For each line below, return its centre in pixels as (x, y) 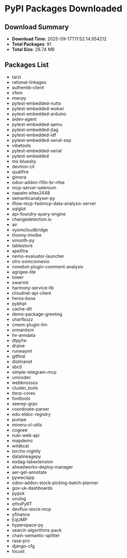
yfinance (21, 514)
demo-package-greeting (37, 314)
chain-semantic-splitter (36, 535)
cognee (20, 430)
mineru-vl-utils (27, 425)
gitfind (18, 356)
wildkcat (20, 446)
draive (18, 346)
